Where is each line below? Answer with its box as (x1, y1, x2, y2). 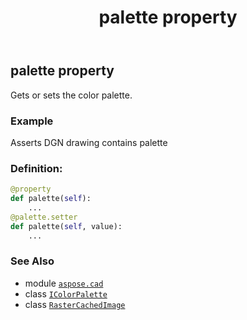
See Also (10, 254, 55, 268)
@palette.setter (10, 212, 78, 222)
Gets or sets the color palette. (10, 89, 133, 101)
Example (10, 114, 54, 128)
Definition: (10, 161, 63, 175)
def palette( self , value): (10, 221, 123, 231)
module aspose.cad (24, 277, 104, 289)
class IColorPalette (24, 287, 108, 300)
